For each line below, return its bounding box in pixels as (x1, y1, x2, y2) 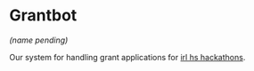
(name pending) (9, 35, 69, 45)
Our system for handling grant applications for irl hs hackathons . (9, 51, 246, 62)
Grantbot (9, 5, 78, 26)
